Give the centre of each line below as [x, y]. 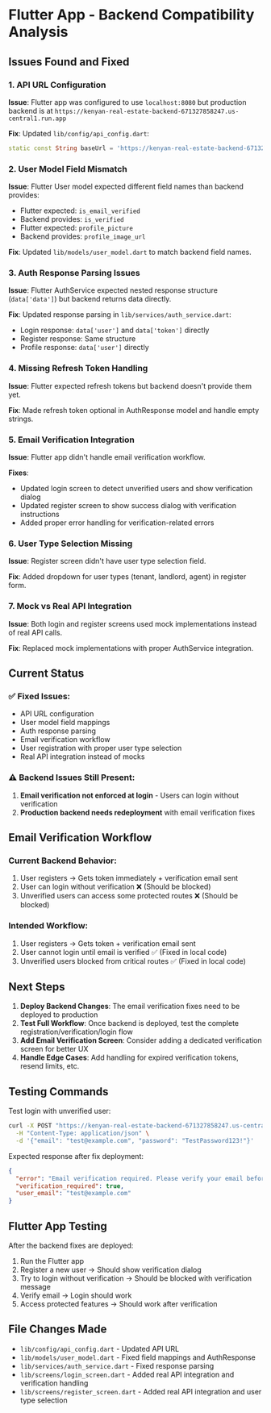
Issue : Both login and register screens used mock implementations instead [133, 623]
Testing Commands [58, 1092]
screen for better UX [54, 1049]
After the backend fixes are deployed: [71, 1245]
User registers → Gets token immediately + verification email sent [129, 878]
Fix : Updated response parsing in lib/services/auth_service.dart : [120, 315]
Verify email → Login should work [76, 1295]
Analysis [38, 32]
